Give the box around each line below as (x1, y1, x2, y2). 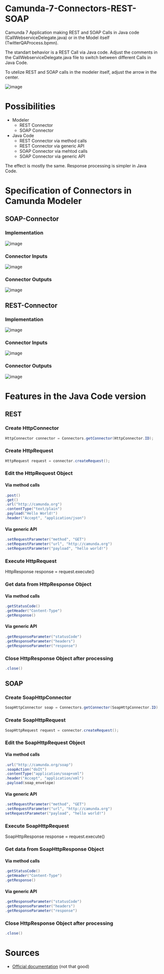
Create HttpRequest (5, 447, 54, 454)
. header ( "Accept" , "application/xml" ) (5, 776, 84, 781)
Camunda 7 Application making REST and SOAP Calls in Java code (5, 29, 140, 35)
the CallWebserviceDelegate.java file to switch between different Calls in (5, 54, 151, 60)
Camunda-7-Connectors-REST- (5, 3, 137, 14)
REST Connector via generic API (19, 143, 84, 149)
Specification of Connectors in (5, 185, 132, 196)
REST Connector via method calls (19, 138, 87, 144)
